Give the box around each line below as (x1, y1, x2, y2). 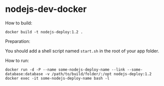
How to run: (5, 57, 29, 63)
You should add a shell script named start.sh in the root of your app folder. (5, 48, 160, 54)
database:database (5, 71, 43, 77)
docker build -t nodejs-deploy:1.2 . (5, 29, 83, 34)
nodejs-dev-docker (5, 3, 87, 15)
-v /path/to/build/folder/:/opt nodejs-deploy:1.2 (45, 71, 152, 77)
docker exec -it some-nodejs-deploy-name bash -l (5, 76, 110, 81)
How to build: (5, 20, 32, 26)
